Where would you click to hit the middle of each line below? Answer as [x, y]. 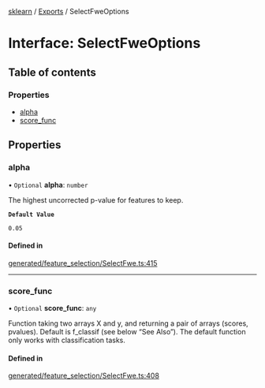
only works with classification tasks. [67, 340]
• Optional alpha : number [48, 185]
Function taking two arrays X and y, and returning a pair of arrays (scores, [128, 323]
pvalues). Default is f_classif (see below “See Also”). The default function [127, 332]
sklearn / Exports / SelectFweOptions [69, 11]
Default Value [32, 215]
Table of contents [52, 72]
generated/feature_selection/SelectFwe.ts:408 [84, 376]
